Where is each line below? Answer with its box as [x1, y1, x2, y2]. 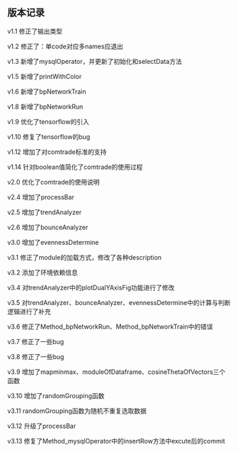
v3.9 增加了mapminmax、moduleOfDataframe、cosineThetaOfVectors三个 [7, 368, 226, 376]
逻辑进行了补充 [7, 307, 51, 316]
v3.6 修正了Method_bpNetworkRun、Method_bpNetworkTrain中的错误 [7, 322, 214, 331]
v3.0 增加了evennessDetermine [7, 238, 99, 246]
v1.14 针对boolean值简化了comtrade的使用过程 [7, 162, 143, 171]
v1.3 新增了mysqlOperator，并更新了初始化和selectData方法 [7, 57, 182, 65]
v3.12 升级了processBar [7, 421, 76, 430]
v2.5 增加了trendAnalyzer [7, 208, 82, 216]
